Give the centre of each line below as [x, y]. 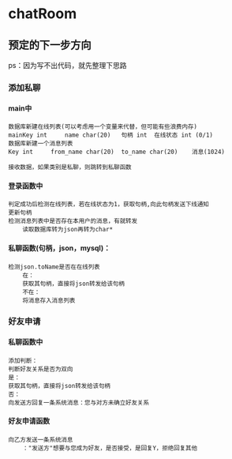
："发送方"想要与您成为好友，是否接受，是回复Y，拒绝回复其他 [110, 448]
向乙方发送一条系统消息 [41, 439]
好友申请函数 [29, 421]
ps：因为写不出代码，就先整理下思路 [67, 65]
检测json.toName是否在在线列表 [54, 267]
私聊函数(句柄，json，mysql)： [59, 248]
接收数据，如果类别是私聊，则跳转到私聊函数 [70, 167]
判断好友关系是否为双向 [41, 369]
